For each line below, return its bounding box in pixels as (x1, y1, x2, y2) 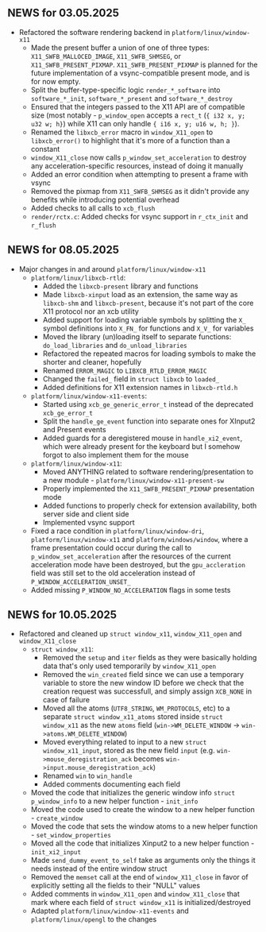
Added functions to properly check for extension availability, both (42, 501, 257, 510)
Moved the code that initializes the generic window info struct (30, 788, 236, 798)
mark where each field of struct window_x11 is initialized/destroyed (30, 898, 251, 907)
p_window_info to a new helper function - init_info (30, 796, 199, 806)
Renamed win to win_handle (42, 771, 133, 781)
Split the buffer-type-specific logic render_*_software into (30, 85, 221, 95)
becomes (133, 754, 164, 764)
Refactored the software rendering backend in (18, 27, 171, 37)
